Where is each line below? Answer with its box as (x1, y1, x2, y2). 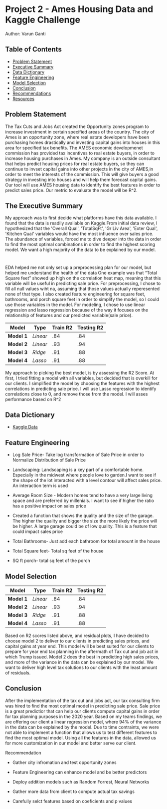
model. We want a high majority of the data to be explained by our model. (5, 246, 156, 253)
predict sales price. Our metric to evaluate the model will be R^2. (5, 187, 138, 193)
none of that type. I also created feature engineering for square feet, (5, 291, 146, 297)
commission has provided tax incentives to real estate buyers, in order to (5, 150, 155, 156)
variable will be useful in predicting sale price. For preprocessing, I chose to (5, 280, 161, 286)
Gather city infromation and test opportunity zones (12, 759, 117, 765)
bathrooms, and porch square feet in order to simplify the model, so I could (5, 296, 160, 302)
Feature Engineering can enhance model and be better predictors (12, 769, 147, 775)
